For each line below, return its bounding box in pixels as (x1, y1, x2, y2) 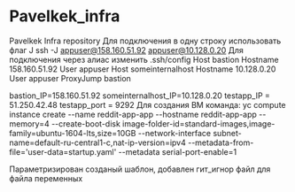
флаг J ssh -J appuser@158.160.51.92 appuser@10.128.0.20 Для (9, 44, 244, 55)
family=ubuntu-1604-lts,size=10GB (9, 127, 136, 138)
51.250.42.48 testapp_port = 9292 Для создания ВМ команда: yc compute (9, 99, 286, 110)
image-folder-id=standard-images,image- (122, 118, 276, 129)
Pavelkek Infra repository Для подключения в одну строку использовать (9, 35, 282, 46)
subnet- (212, 127, 242, 138)
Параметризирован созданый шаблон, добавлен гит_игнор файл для (9, 164, 271, 174)
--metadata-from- (187, 137, 254, 148)
